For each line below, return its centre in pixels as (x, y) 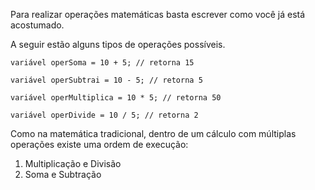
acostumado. (37, 25)
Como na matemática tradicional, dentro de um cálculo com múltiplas (153, 133)
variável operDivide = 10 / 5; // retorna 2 (104, 115)
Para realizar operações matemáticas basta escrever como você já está (158, 14)
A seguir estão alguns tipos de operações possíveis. (118, 44)
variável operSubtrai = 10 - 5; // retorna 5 (106, 80)
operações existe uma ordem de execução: (99, 144)
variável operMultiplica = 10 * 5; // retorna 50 (116, 98)
